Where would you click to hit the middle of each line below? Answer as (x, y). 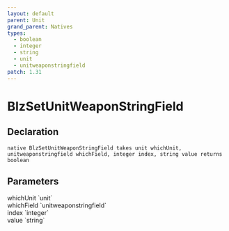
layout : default (31, 14)
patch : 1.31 (24, 72)
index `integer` (28, 213)
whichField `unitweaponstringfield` (57, 205)
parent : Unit (26, 20)
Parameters (33, 181)
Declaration (33, 132)
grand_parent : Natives (40, 26)
